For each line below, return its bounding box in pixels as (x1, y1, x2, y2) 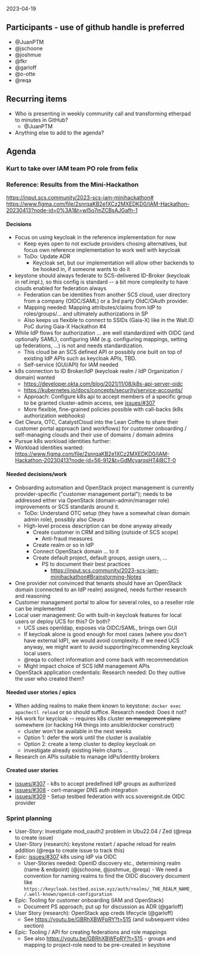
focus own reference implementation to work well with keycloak (23, 246, 181, 254)
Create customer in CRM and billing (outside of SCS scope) (32, 528, 179, 535)
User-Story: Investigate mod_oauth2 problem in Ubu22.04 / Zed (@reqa (14, 827, 192, 835)
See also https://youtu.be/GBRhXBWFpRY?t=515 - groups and (23, 935, 176, 942)
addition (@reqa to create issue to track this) (14, 847, 125, 854)
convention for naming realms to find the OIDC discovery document (23, 872, 190, 880)
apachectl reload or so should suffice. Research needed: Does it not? (14, 708, 187, 715)
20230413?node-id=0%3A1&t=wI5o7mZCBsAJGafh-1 (6, 207, 138, 214)
